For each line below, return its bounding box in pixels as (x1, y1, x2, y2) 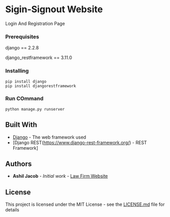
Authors (5, 159, 32, 169)
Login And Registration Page (5, 20, 65, 26)
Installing (5, 67, 29, 74)
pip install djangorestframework (5, 83, 76, 89)
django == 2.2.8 (5, 45, 39, 51)
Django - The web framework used (12, 134, 87, 140)
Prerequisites (5, 33, 39, 40)
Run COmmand (5, 95, 44, 102)
